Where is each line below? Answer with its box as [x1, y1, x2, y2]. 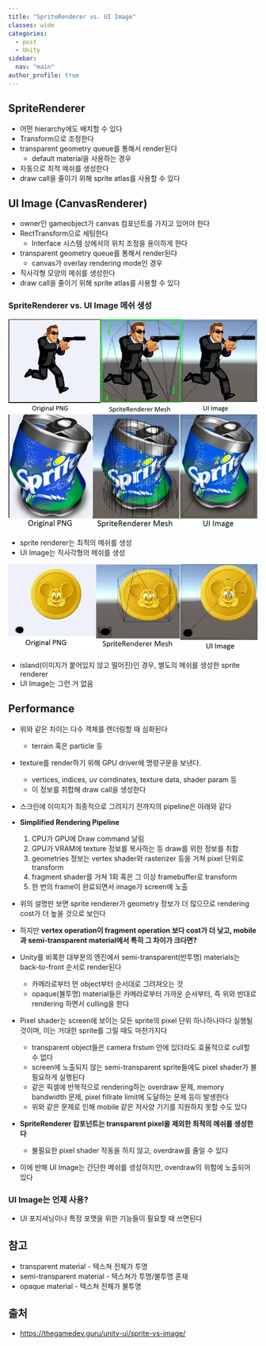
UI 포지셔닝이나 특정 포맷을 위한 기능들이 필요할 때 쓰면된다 [19, 1214, 203, 1223]
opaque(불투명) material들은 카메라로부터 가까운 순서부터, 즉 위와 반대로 [31, 988, 257, 999]
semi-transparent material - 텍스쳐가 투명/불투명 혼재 [19, 1271, 188, 1281]
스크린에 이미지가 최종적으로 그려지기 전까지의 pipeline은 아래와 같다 [19, 801, 232, 811]
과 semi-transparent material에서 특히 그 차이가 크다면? [19, 935, 198, 945]
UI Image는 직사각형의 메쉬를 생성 [19, 548, 126, 558]
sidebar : [8, 55, 37, 63]
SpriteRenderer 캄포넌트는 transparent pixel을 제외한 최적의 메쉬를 [19, 1118, 233, 1128]
